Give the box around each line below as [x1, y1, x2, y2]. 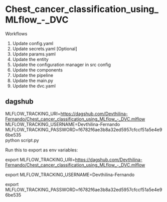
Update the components [12, 66, 63, 73]
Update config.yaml [12, 40, 54, 46]
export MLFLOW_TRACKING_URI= [5, 156, 75, 162]
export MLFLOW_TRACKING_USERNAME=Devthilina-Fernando [5, 171, 135, 177]
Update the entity [12, 56, 49, 62]
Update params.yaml [12, 51, 56, 57]
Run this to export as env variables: [5, 146, 78, 153]
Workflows [5, 30, 28, 36]
